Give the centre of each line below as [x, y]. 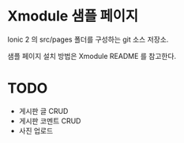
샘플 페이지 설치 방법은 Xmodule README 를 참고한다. [92, 56]
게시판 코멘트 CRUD [50, 121]
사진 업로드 [36, 130]
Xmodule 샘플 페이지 [73, 16]
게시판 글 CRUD [43, 111]
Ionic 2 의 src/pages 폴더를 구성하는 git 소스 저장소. [88, 39]
